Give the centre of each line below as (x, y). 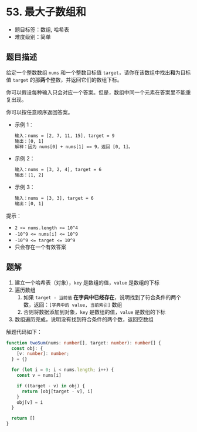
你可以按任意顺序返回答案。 (40, 112)
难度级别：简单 (33, 36)
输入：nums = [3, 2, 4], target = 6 (58, 170)
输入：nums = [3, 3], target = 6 (54, 198)
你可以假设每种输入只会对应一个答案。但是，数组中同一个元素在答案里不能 (96, 92)
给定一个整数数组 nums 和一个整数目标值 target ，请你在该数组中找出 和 (91, 72)
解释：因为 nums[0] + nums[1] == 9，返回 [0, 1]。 (74, 147)
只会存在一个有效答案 (40, 247)
